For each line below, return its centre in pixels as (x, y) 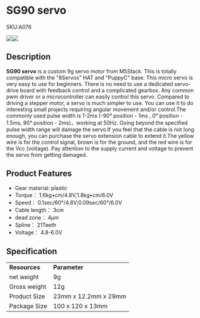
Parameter (68, 267)
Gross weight (28, 287)
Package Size (28, 306)
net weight (24, 277)
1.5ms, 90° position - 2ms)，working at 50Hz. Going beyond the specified (97, 122)
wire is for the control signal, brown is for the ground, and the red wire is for (99, 142)
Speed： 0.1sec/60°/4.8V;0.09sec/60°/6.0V (68, 202)
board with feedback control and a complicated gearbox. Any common (107, 90)
